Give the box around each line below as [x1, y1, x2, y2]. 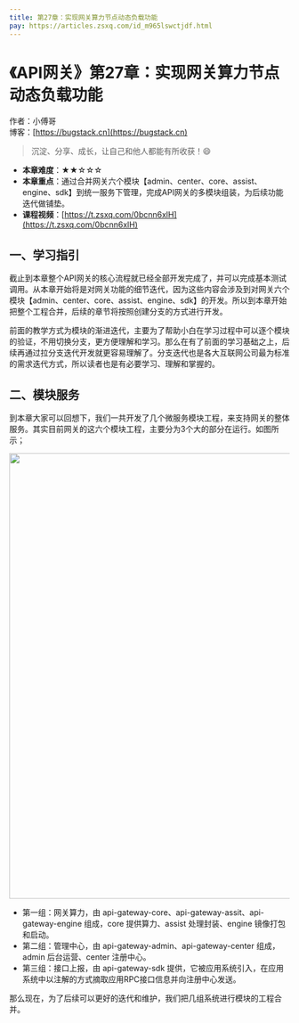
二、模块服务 [9, 387, 80, 402]
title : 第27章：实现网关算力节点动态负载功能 [9, 12, 158, 22]
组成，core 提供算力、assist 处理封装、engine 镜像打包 [84, 919, 287, 929]
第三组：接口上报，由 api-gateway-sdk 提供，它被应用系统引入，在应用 [21, 963, 285, 974]
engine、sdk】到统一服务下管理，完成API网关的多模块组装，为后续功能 [21, 187, 284, 198]
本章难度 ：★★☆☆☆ [21, 165, 102, 176]
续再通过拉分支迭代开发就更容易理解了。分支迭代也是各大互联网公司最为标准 [9, 348, 290, 358]
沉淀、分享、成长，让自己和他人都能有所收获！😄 [30, 146, 212, 157]
